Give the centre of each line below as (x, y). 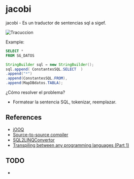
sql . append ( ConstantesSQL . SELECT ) (44, 69)
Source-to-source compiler (40, 134)
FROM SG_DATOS (20, 55)
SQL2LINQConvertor (33, 140)
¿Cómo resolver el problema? (35, 92)
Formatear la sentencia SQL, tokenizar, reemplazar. (65, 102)
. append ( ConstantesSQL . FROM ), (37, 78)
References (24, 117)
